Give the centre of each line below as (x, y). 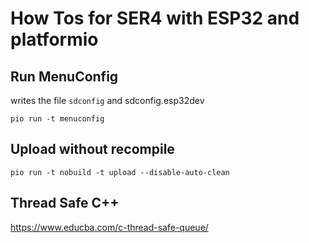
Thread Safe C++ (65, 203)
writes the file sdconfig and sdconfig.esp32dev (107, 100)
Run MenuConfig (64, 76)
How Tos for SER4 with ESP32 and (155, 18)
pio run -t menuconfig (57, 119)
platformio (54, 39)
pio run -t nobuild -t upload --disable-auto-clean (120, 172)
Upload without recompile (92, 149)
